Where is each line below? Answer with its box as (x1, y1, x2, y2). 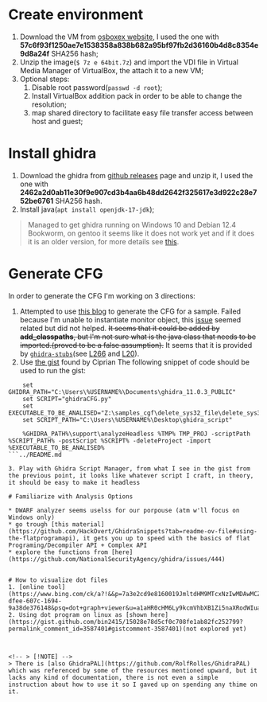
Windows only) (8, 513, 56, 521)
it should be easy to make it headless (8, 478, 141, 486)
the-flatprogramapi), (8, 534, 80, 542)
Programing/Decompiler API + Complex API (8, 541, 148, 549)
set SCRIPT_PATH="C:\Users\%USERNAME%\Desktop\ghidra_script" (22, 415, 233, 423)
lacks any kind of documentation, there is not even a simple (8, 673, 219, 681)
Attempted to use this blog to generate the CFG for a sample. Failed (19, 306, 241, 316)
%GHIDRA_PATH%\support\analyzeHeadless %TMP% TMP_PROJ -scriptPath (22, 430, 250, 438)
